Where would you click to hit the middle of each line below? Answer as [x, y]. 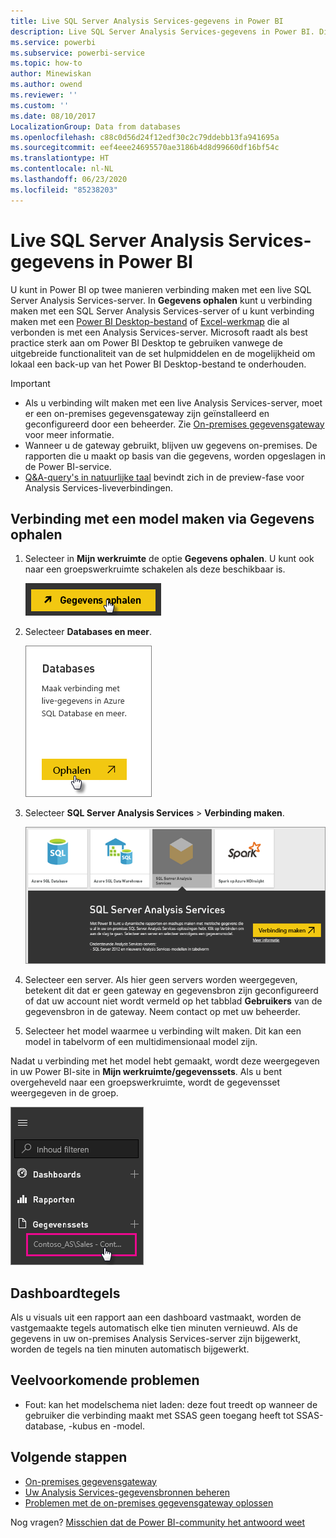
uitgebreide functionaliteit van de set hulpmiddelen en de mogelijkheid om [163, 353]
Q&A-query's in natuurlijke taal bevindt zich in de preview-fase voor [164, 477]
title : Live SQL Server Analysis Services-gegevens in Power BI [147, 21]
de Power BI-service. [68, 466]
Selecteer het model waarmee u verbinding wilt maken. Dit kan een [163, 1031]
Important [30, 383]
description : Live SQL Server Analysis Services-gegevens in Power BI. [162, 31]
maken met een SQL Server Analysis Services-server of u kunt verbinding [162, 311]
